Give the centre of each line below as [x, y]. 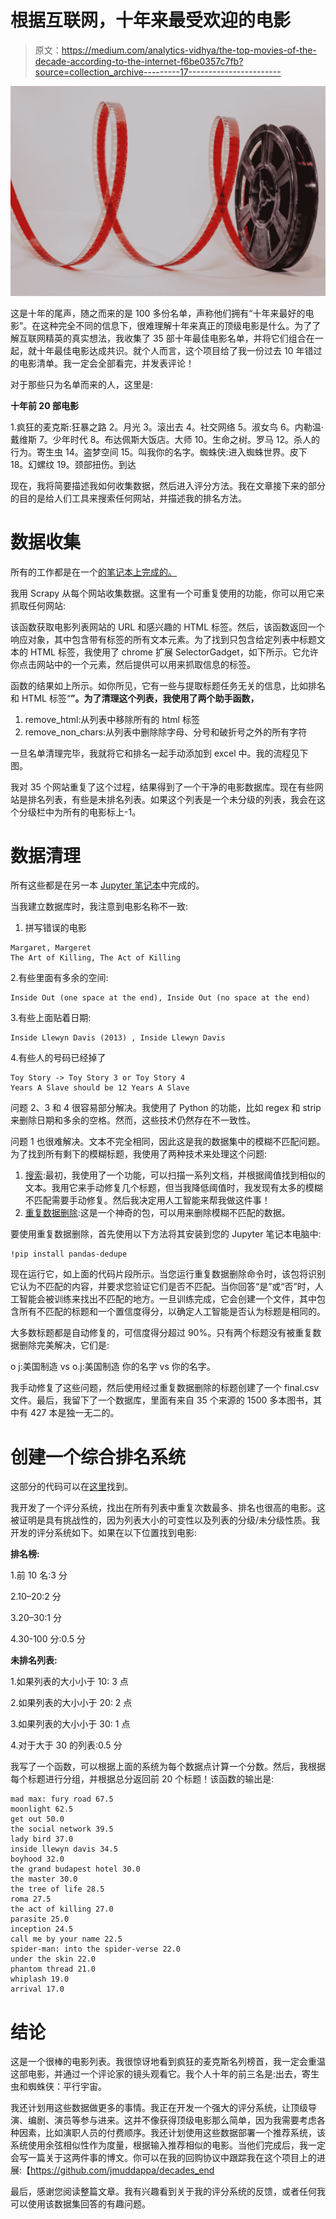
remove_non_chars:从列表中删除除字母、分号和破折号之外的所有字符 [166, 732]
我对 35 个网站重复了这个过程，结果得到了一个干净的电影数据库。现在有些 [162, 787]
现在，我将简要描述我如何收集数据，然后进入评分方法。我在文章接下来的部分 [168, 485]
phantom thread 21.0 [53, 1969]
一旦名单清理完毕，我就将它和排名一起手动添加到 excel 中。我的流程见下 [159, 753]
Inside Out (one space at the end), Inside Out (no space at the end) [160, 998]
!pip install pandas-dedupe [69, 1254]
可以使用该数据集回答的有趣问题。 [80, 2204]
